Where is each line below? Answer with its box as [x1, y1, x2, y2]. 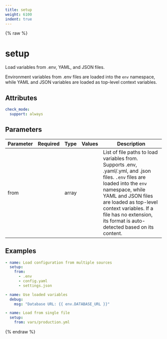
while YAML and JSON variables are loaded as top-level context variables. [5, 79, 158, 85]
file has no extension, [103, 211, 153, 218]
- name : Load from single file [5, 311, 70, 316]
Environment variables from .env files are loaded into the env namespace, [5, 74, 156, 80]
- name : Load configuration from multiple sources [5, 260, 112, 265]
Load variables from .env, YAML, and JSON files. [5, 64, 105, 70]
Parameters [5, 125, 42, 134]
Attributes [5, 93, 37, 102]
